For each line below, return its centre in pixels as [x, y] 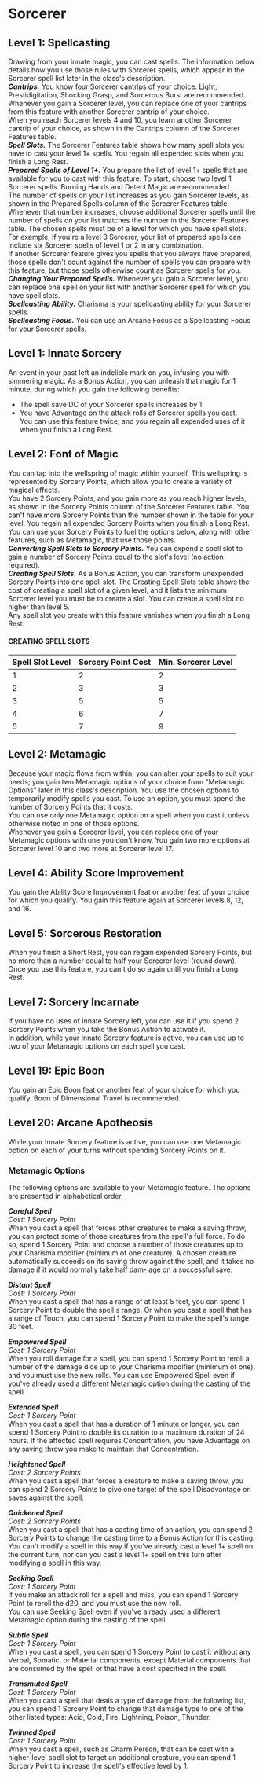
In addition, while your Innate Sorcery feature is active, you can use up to [126, 1038]
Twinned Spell [32, 1732]
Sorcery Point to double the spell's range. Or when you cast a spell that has [130, 1310]
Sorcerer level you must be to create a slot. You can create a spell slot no [126, 598]
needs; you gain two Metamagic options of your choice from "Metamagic [126, 781]
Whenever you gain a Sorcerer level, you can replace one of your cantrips [128, 103]
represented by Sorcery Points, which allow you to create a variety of [120, 481]
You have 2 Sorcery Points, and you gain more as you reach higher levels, [127, 498]
